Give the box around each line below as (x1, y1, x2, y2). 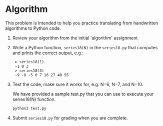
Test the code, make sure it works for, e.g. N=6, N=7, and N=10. (12, 81, 143, 87)
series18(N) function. (12, 96, 56, 102)
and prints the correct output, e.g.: (12, 50, 83, 56)
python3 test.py (12, 106, 46, 111)
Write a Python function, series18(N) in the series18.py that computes (12, 44, 158, 50)
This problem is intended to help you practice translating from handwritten (5, 20, 158, 26)
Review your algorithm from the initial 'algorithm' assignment (12, 35, 138, 41)
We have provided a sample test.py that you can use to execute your (12, 91, 154, 97)
